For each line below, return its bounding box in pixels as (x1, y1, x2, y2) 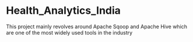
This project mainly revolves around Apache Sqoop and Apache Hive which (6, 23, 188, 30)
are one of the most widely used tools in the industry (6, 29, 133, 36)
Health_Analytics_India (6, 4, 121, 17)
